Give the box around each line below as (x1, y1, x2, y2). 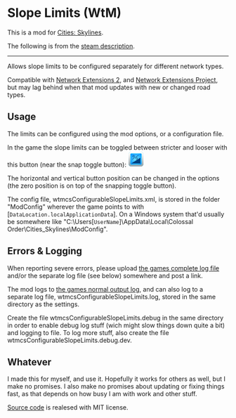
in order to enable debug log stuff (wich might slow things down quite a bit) (7, 321, 225, 329)
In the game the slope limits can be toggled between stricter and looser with (7, 143, 228, 152)
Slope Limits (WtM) (7, 5, 122, 21)
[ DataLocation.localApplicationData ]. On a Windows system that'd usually (7, 209, 225, 218)
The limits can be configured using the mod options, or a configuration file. (7, 129, 224, 138)
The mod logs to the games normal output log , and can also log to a (7, 285, 204, 293)
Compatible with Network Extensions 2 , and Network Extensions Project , (7, 75, 218, 84)
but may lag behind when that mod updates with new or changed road (7, 83, 211, 91)
